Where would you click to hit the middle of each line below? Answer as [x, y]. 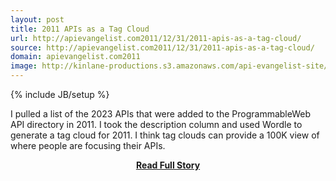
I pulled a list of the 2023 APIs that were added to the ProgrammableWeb [161, 114]
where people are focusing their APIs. [88, 145]
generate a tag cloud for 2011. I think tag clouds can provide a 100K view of [165, 135]
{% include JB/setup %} [60, 94]
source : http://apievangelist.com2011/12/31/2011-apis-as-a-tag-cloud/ [162, 47]
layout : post [37, 19]
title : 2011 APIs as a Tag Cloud [80, 29]
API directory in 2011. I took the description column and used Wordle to [156, 124]
